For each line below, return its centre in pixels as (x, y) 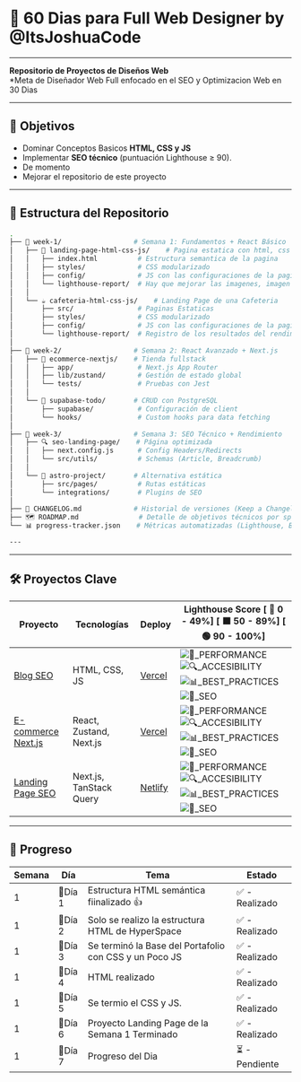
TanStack (93, 787)
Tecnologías (102, 624)
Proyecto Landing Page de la (148, 1023)
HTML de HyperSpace (135, 930)
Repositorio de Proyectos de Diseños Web (89, 70)
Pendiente (258, 1064)
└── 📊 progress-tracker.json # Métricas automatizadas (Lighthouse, (147, 526)
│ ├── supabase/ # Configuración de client (124, 409)
